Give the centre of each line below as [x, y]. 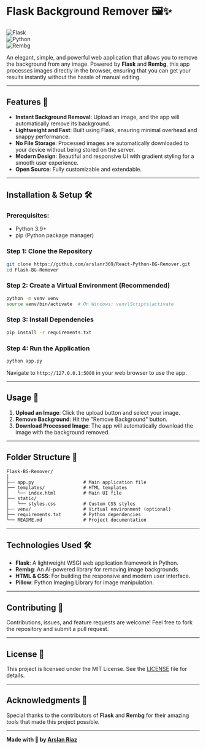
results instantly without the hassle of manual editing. [74, 77]
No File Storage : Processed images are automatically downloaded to [102, 143]
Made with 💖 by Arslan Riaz [42, 739]
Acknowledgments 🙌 [47, 700]
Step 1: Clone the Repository [49, 251]
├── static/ [21, 498]
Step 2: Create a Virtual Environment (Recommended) [88, 286]
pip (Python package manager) [55, 235]
